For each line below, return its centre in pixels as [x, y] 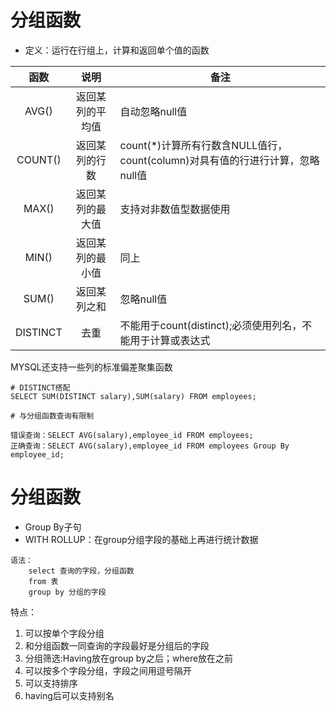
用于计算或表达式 [170, 340]
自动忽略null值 [153, 111]
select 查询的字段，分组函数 [81, 571]
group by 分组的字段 [67, 592]
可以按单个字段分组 [64, 633]
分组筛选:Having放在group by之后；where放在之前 [129, 658]
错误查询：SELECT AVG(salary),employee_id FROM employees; [132, 435]
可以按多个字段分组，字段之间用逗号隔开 [108, 670]
